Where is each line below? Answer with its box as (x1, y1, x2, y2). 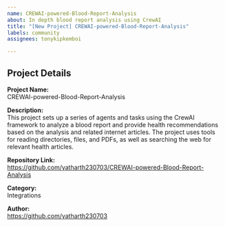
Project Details (7, 67, 72, 79)
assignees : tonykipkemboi (7, 36, 81, 43)
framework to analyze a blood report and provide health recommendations (7, 120, 219, 129)
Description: (7, 106, 43, 114)
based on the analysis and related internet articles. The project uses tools (7, 128, 215, 136)
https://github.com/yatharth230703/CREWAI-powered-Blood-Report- (7, 163, 204, 171)
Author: (7, 204, 30, 213)
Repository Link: (7, 155, 55, 164)
